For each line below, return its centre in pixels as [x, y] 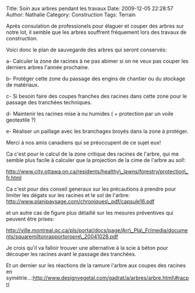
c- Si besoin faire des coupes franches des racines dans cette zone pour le [97, 96]
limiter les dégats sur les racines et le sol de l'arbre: [68, 195]
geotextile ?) [21, 120]
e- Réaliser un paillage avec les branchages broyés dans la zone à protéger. [97, 131]
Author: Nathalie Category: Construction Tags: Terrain [71, 15]
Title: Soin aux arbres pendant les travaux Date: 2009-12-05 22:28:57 [90, 8]
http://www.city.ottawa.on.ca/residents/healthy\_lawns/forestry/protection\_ [97, 171]
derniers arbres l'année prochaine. [48, 67]
